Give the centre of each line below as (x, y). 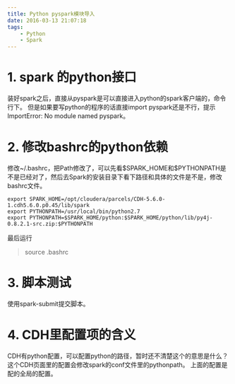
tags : (15, 27)
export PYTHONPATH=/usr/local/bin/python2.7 (74, 211)
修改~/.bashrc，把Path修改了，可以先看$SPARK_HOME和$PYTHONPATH (114, 168)
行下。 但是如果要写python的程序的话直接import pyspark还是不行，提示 (112, 107)
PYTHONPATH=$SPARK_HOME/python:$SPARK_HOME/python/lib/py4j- (121, 218)
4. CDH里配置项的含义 (72, 335)
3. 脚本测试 (40, 283)
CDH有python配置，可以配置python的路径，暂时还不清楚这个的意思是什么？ (118, 356)
